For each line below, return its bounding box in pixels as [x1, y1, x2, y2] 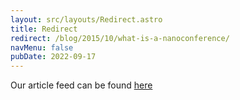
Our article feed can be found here [10, 79, 153, 91]
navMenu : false [10, 42, 74, 53]
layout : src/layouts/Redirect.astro [10, 14, 163, 25]
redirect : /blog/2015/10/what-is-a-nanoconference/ [10, 33, 230, 43]
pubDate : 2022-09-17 [10, 52, 97, 62]
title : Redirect [10, 24, 78, 34]
